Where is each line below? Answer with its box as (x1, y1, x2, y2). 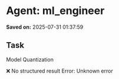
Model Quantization (6, 56, 54, 63)
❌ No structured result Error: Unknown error (6, 67, 113, 74)
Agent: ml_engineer (6, 4, 105, 18)
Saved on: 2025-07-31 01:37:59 (6, 23, 84, 30)
